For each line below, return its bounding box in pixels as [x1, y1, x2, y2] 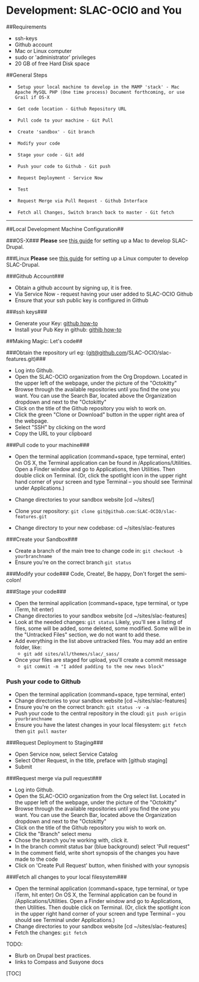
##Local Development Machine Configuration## [6, 225, 124, 232]
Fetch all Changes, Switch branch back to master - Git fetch [17, 209, 175, 216]
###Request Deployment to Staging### [6, 739, 104, 746]
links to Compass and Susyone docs [14, 958, 104, 965]
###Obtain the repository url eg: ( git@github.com [6, 349, 127, 356]
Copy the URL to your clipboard [14, 430, 92, 437]
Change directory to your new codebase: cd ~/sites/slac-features [14, 524, 175, 531]
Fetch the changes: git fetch [14, 929, 88, 936]
